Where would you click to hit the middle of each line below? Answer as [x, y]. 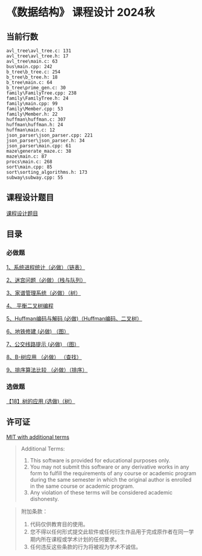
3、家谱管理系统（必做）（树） [44, 293]
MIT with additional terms [38, 437]
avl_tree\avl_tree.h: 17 [37, 56]
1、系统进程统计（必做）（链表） [46, 267]
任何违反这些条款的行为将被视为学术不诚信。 [86, 546]
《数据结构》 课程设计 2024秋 [80, 12]
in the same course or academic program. [82, 486]
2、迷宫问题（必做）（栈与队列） [46, 280]
